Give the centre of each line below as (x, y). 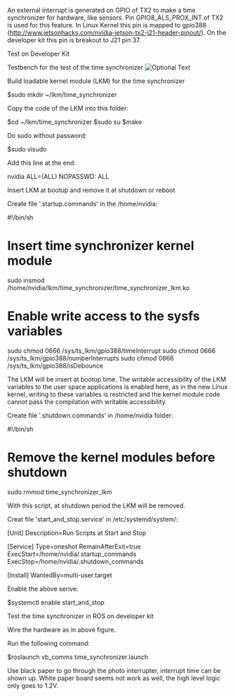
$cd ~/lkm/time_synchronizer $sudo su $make (75, 122)
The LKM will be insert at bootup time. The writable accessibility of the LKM (117, 379)
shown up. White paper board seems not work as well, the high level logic (114, 678)
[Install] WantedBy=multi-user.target (60, 575)
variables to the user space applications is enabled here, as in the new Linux (117, 387)
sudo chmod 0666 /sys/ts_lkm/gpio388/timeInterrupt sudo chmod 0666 (112, 351)
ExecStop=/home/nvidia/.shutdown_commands (75, 561)
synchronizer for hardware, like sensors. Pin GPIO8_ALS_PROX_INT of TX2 (115, 18)
